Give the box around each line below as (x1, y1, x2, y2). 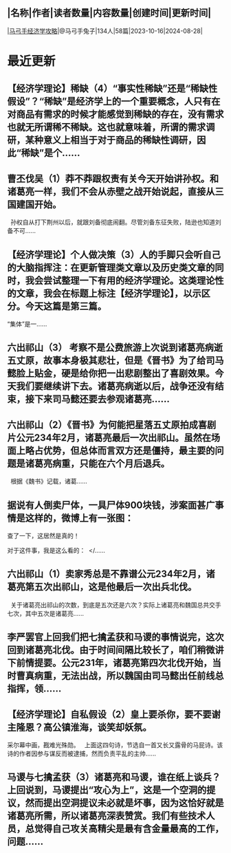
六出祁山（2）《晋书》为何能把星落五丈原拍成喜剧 (7, 419, 217, 430)
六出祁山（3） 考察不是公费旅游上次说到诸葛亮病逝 (7, 342, 223, 353)
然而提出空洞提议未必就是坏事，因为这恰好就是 (25, 797, 224, 809)
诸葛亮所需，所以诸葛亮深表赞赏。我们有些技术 (7, 810, 206, 822)
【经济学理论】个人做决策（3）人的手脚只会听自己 (7, 249, 221, 261)
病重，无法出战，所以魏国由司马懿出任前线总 (34, 670, 224, 682)
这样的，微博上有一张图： (25, 512, 134, 524)
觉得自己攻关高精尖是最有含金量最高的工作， (34, 823, 224, 834)
